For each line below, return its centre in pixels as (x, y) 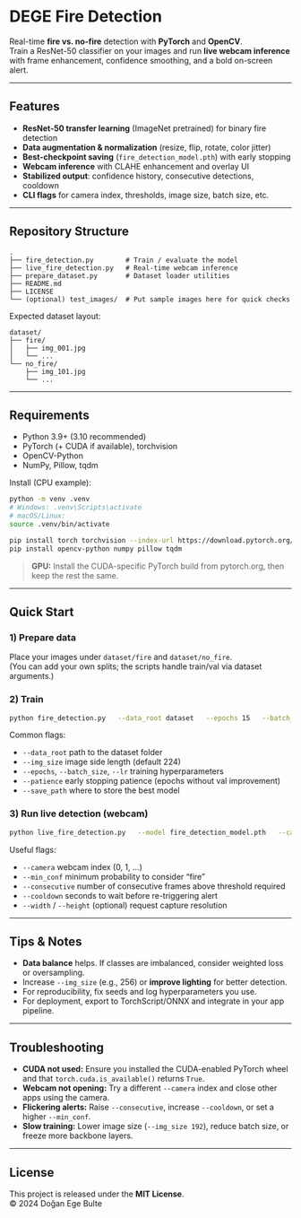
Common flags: (38, 735)
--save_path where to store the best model (101, 790)
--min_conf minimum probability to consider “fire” (114, 876)
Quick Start (42, 612)
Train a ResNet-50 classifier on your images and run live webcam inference (150, 50)
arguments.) (32, 676)
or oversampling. (53, 973)
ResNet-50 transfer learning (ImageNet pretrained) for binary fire (144, 128)
